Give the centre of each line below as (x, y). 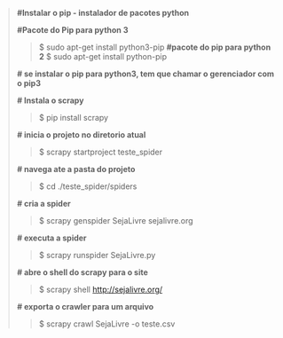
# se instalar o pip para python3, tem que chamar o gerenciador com (145, 74)
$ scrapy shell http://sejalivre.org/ (101, 289)
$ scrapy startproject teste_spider (101, 152)
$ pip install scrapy (73, 118)
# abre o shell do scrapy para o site (82, 272)
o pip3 (29, 83)
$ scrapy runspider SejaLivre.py (97, 255)
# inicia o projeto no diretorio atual (81, 135)
